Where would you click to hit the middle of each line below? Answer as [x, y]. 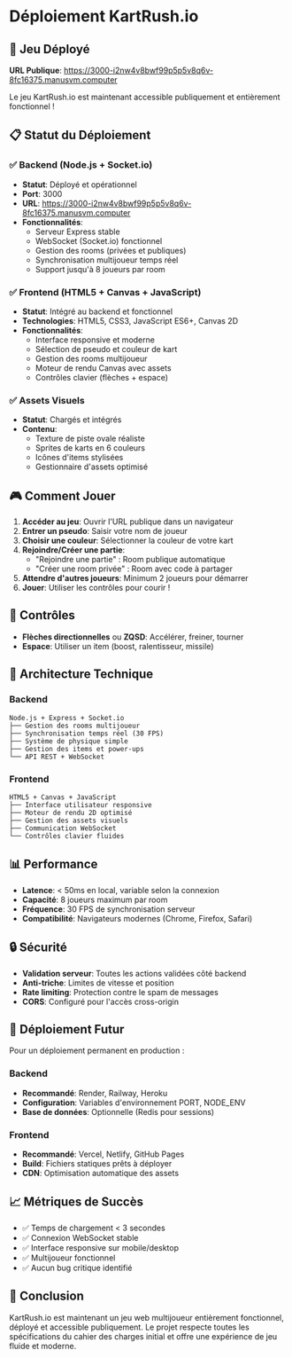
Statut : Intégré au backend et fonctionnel [97, 311]
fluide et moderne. [43, 1346]
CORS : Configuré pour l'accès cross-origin [100, 1001]
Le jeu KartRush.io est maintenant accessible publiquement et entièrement [145, 97]
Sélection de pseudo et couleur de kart [106, 349]
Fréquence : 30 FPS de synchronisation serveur [108, 909]
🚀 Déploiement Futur [67, 1029]
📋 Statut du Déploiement [80, 135]
